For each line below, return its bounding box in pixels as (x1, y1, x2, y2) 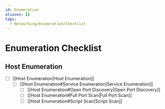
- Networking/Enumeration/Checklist (9, 21, 86, 26)
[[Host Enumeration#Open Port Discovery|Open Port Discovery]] (27, 87, 161, 93)
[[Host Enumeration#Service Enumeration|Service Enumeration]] (19, 81, 153, 87)
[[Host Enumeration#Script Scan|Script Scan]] (27, 98, 123, 104)
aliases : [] (5, 12, 30, 17)
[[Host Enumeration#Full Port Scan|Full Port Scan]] (27, 93, 132, 99)
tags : (5, 16, 16, 21)
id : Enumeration (5, 7, 39, 12)
